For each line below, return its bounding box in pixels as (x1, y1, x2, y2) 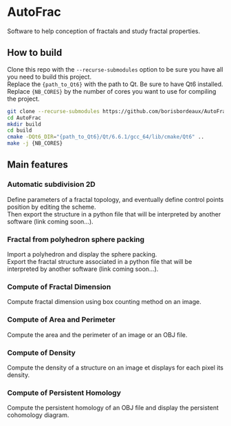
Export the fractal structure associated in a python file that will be (7, 257, 192, 265)
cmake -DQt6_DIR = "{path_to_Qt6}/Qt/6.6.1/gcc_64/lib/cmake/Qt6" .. (7, 134, 205, 141)
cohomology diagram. (7, 411, 69, 419)
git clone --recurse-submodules (7, 108, 100, 114)
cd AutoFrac (7, 114, 41, 121)
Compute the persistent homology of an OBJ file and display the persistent (7, 404, 219, 412)
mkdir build (7, 121, 41, 128)
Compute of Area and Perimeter (7, 315, 115, 325)
